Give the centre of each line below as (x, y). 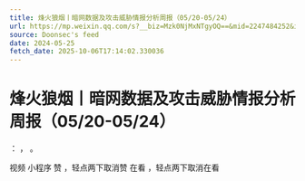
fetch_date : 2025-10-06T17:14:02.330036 (87, 52)
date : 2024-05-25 (42, 43)
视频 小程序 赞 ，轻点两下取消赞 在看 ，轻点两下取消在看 (114, 167)
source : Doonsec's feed (54, 34)
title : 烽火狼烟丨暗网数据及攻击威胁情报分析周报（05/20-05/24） (120, 18)
